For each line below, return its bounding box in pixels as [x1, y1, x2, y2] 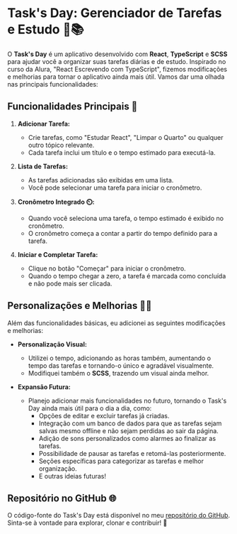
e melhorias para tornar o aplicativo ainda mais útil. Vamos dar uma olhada [7, 72, 225, 81]
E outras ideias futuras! [38, 472, 107, 480]
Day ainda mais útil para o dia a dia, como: [28, 403, 152, 413]
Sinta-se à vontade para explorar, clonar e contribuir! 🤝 [7, 518, 168, 527]
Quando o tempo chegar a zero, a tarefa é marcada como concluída [28, 271, 226, 280]
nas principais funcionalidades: [7, 80, 98, 88]
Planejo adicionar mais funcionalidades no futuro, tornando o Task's [28, 396, 227, 405]
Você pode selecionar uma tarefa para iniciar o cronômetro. [28, 183, 202, 192]
